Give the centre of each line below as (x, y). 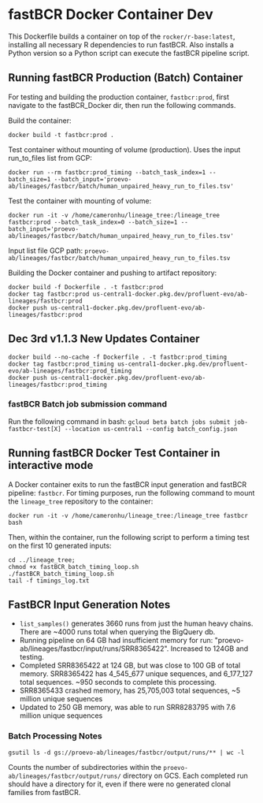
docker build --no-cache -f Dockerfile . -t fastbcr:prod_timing (117, 357)
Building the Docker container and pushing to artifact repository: (113, 273)
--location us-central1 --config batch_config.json (151, 429)
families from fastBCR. (44, 792)
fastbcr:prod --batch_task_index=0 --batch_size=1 (93, 222)
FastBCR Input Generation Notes (89, 605)
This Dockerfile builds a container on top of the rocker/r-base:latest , (122, 36)
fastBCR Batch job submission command (88, 404)
